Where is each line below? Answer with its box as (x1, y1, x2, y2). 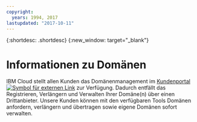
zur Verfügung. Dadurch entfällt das (76, 84, 166, 91)
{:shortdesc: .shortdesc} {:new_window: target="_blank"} (6, 37, 149, 44)
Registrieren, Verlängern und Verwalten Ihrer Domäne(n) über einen (6, 91, 175, 98)
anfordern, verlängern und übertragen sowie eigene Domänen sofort (6, 103, 177, 111)
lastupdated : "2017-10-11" (6, 20, 74, 26)
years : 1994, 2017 (11, 14, 59, 21)
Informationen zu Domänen (6, 58, 147, 71)
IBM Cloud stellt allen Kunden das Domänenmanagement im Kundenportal (6, 78, 191, 85)
